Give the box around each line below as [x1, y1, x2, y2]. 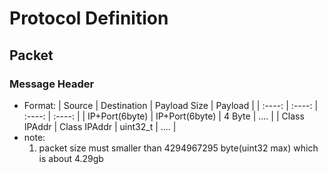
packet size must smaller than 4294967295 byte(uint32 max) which [38, 142, 319, 154]
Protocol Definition [9, 7, 169, 30]
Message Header [9, 77, 95, 91]
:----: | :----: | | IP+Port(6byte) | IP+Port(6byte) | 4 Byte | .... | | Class [23, 110, 305, 122]
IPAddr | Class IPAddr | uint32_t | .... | [23, 120, 177, 132]
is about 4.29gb [38, 152, 104, 164]
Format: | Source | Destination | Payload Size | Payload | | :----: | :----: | [23, 99, 319, 111]
